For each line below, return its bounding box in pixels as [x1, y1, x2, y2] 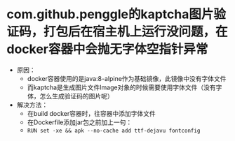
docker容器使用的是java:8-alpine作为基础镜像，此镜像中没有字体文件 [27, 74, 227, 82]
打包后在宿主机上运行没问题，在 [43, 24, 229, 40]
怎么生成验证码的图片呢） [39, 91, 114, 100]
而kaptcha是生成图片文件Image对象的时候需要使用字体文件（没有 [27, 83, 216, 91]
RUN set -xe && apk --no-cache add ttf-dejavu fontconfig [27, 127, 201, 134]
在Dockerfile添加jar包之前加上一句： [27, 118, 133, 126]
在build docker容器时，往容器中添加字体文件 [27, 109, 156, 117]
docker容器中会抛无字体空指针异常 [6, 41, 208, 57]
